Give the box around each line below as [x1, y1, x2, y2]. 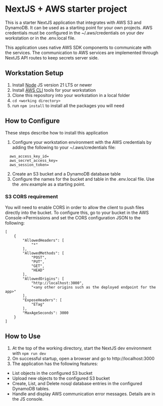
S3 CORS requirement [5, 193, 58, 200]
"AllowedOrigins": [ [22, 276, 64, 281]
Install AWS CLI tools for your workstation [12, 87, 96, 93]
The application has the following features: [12, 361, 99, 367]
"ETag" [31, 302, 45, 307]
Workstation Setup [5, 69, 63, 77]
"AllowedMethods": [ [22, 251, 64, 255]
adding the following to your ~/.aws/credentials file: [12, 144, 116, 150]
